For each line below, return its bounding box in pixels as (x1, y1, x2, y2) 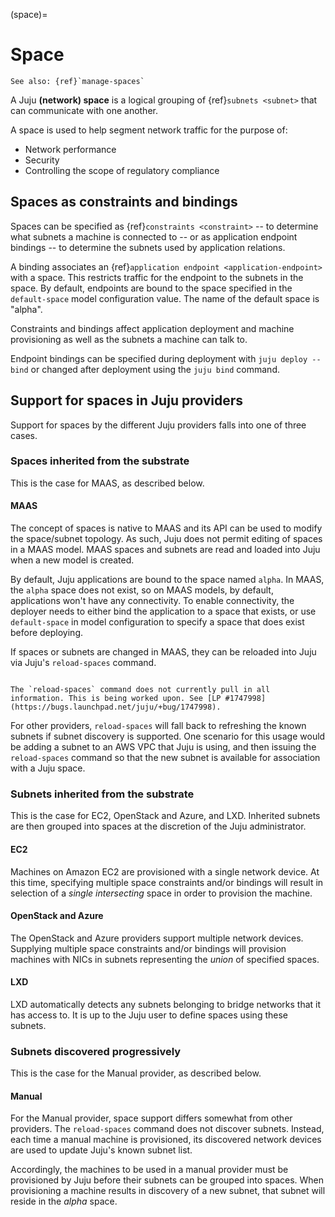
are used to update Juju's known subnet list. (10, 1144, 193, 1156)
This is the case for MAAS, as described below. (10, 477, 205, 489)
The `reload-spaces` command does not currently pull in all (10, 685, 271, 695)
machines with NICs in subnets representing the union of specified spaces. (10, 953, 320, 965)
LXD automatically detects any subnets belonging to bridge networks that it (10, 998, 322, 1010)
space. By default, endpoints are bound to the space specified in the (10, 282, 293, 294)
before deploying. (10, 627, 84, 639)
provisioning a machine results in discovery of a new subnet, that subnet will (10, 1185, 326, 1197)
